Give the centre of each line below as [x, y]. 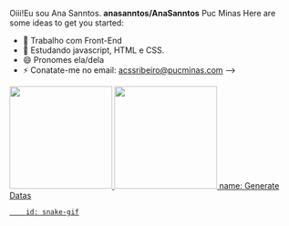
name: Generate [249, 185]
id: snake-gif [52, 212]
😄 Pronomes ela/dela [63, 60]
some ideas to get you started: [67, 23]
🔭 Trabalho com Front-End [72, 41]
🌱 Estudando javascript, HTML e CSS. [93, 50]
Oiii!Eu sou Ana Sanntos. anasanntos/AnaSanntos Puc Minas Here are [143, 13]
